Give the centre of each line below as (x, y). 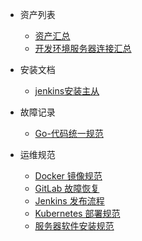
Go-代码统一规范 (69, 133)
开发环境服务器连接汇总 (83, 48)
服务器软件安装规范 (74, 226)
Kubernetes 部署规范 (77, 213)
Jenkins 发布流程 (69, 201)
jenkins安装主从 (67, 91)
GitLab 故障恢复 (67, 188)
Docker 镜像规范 (68, 176)
